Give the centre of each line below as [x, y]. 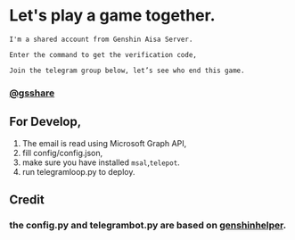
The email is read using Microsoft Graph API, [104, 143]
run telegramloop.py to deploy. [78, 171]
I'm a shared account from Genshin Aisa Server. [101, 39]
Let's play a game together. [112, 16]
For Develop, [45, 122]
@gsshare [32, 93]
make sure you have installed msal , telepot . [101, 162]
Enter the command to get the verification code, [103, 54]
